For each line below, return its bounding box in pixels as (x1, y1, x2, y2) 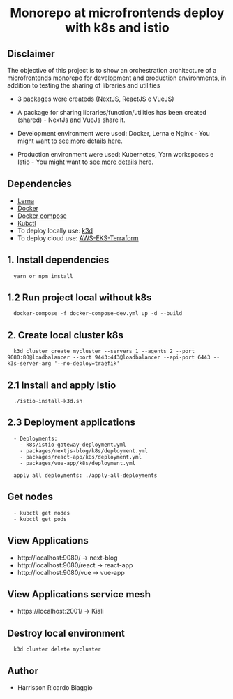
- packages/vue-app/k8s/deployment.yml (20, 459, 136, 466)
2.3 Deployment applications (7, 417, 136, 429)
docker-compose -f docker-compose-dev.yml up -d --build (13, 310, 183, 317)
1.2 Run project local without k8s (7, 292, 152, 304)
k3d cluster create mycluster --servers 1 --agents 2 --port (13, 348, 195, 355)
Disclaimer (7, 48, 55, 60)
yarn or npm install (13, 272, 73, 279)
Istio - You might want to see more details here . (17, 158, 154, 166)
